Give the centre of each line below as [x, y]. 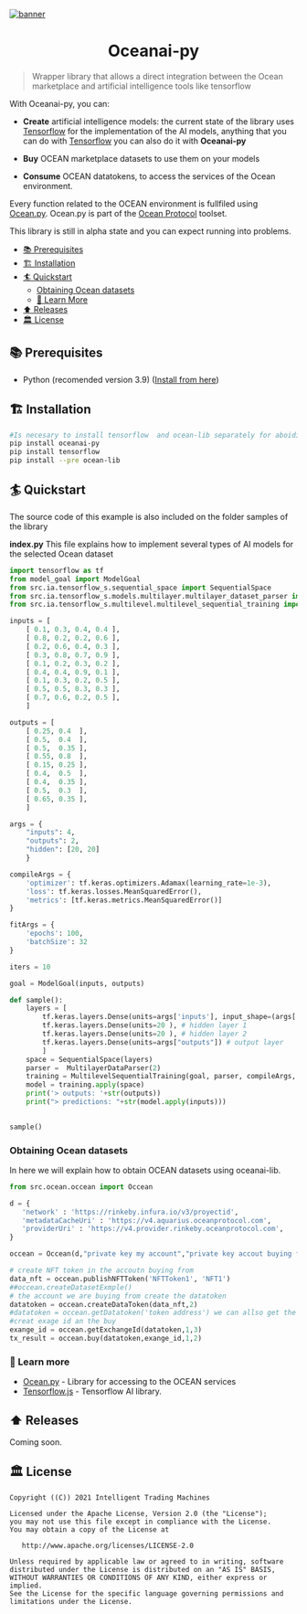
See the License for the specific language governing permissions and [147, 1593]
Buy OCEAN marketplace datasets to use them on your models [141, 158]
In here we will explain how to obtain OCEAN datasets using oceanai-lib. [145, 1170]
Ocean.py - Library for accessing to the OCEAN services [129, 1382]
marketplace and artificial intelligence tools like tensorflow [141, 86]
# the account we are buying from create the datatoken [118, 1296]
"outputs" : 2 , [53, 841]
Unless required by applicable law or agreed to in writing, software [147, 1561]
